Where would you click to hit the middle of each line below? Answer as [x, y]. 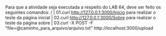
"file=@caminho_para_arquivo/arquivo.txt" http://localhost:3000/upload [79, 28]
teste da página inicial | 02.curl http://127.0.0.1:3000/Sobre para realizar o [80, 18]
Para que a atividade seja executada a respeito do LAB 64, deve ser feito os [83, 7]
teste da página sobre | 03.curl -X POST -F [49, 23]
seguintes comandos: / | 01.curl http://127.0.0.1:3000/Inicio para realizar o [80, 12]
